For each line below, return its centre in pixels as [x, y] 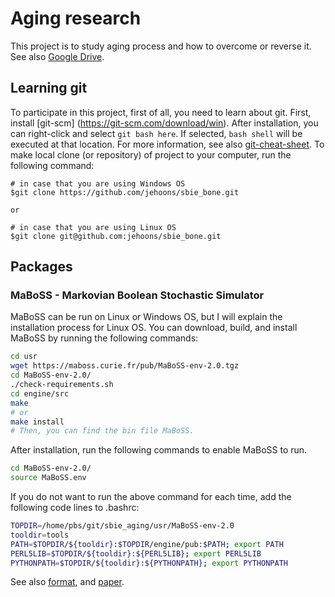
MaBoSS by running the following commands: [104, 338]
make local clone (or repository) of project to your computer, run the [151, 154]
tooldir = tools [40, 535]
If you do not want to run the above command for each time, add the [151, 497]
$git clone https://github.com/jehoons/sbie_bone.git [125, 192]
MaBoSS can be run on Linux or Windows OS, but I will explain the [146, 317]
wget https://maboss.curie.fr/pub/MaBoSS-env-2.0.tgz [125, 366]
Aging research [76, 18]
